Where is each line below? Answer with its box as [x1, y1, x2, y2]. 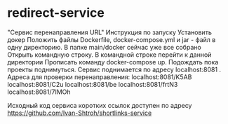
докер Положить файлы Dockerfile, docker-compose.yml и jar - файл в [7, 35, 216, 43]
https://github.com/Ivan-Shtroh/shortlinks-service [7, 109, 152, 117]
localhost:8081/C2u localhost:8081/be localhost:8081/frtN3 [7, 80, 178, 88]
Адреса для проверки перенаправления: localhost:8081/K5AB [7, 72, 192, 81]
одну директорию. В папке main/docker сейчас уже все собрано [7, 43, 201, 51]
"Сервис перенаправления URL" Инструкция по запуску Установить [7, 28, 212, 36]
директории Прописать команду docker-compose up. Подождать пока [7, 57, 219, 66]
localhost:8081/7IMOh [7, 88, 72, 96]
